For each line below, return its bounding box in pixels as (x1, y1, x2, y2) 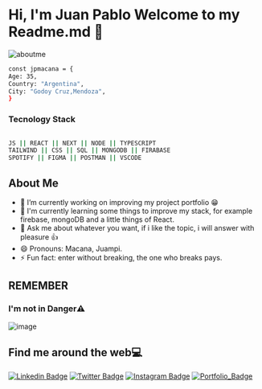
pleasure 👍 (19, 232, 59, 242)
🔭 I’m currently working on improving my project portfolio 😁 (19, 198, 219, 207)
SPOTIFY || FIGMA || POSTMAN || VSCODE (8, 154, 142, 162)
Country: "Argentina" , (8, 80, 84, 88)
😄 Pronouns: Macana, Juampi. (19, 244, 123, 254)
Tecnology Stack (8, 114, 76, 125)
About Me (8, 176, 59, 190)
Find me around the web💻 (8, 346, 143, 359)
